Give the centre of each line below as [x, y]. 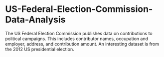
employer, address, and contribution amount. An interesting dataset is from [82, 44]
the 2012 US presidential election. [40, 49]
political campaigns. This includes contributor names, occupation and [77, 39]
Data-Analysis [35, 20]
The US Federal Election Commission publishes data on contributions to [79, 33]
